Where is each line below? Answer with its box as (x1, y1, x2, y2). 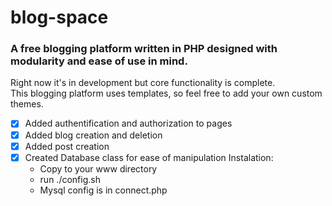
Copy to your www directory (39, 162, 158, 175)
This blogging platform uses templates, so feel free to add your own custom (10, 87, 323, 100)
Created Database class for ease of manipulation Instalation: (24, 151, 274, 163)
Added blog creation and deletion (24, 129, 163, 141)
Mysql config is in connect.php (39, 184, 168, 196)
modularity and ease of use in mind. (10, 54, 188, 68)
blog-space (10, 6, 109, 29)
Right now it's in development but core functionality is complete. (10, 77, 276, 89)
